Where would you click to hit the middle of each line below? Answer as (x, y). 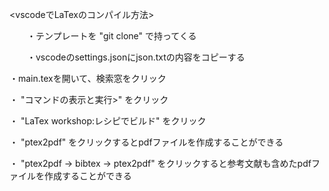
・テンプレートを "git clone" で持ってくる (111, 36)
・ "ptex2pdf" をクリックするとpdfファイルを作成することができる (146, 142)
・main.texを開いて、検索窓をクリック (88, 78)
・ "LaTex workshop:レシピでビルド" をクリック (108, 121)
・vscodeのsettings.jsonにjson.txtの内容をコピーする (136, 57)
